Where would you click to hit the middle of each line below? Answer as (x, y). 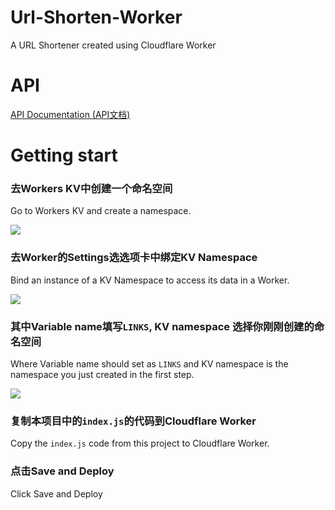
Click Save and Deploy (56, 493)
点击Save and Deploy (62, 471)
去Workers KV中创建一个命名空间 (91, 188)
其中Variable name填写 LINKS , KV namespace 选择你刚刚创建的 (162, 326)
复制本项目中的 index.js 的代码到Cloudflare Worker (133, 421)
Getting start (64, 155)
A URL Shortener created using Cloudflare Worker (113, 45)
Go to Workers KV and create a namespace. (101, 211)
